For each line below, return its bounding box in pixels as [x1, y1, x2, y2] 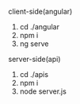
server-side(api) [8, 55, 61, 64]
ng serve [19, 39, 49, 48]
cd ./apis [19, 70, 49, 79]
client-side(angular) [8, 7, 73, 16]
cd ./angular [19, 22, 59, 31]
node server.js [19, 87, 67, 96]
